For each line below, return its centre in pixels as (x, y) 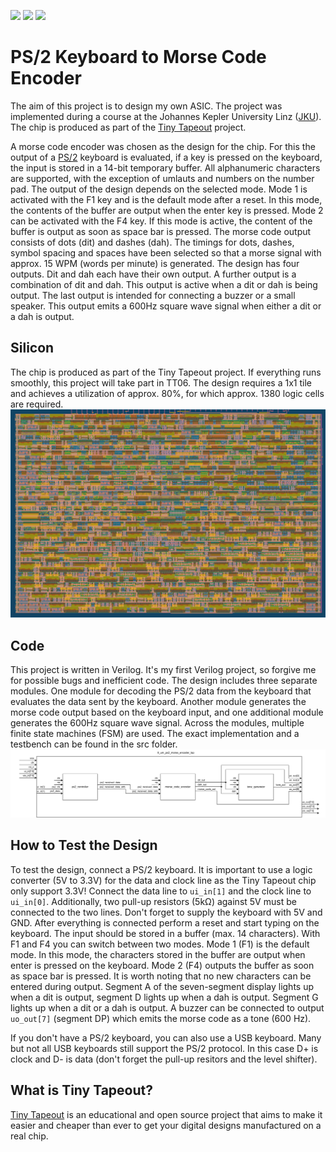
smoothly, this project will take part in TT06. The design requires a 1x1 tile (161, 382)
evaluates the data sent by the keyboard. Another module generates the (158, 702)
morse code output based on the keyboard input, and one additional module (167, 712)
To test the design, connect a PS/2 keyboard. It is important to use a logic (161, 869)
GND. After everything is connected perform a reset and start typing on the (165, 922)
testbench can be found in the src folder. (94, 744)
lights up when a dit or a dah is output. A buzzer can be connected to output (167, 1007)
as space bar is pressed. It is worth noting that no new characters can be (161, 976)
